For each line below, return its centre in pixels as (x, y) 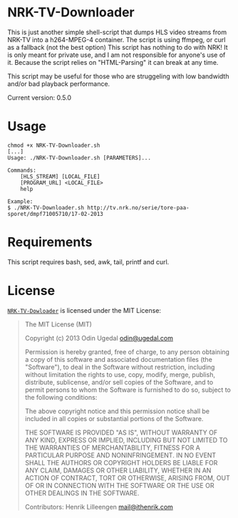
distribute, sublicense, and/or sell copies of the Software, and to (119, 382)
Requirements (50, 242)
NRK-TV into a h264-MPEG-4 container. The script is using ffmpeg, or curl (117, 39)
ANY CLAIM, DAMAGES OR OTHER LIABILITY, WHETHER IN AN (118, 470)
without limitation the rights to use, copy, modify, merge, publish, (120, 374)
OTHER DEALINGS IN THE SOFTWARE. (82, 493)
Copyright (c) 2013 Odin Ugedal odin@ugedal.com (99, 338)
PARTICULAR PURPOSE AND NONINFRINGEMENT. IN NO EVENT (120, 455)
